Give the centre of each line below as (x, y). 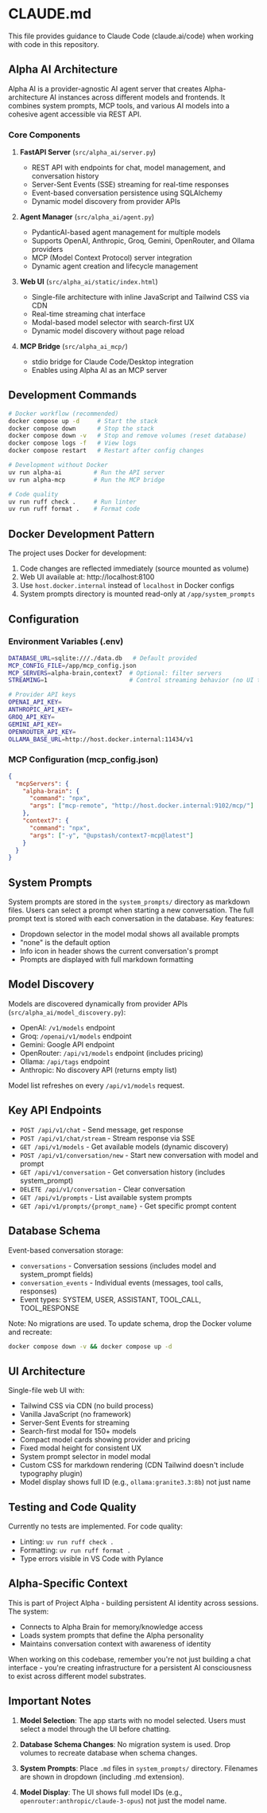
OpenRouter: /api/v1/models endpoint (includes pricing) (112, 1053)
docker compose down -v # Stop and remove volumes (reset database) (128, 436)
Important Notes (50, 1701)
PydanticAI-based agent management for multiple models (126, 233)
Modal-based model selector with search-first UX (113, 323)
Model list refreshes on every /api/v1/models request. (97, 1085)
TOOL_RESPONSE (49, 1308)
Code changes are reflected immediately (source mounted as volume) (134, 569)
